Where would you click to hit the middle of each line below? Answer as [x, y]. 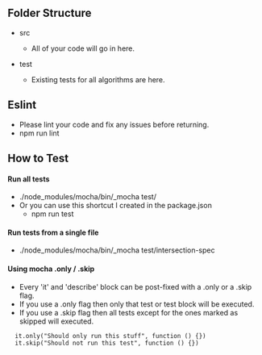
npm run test [52, 214]
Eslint [22, 105]
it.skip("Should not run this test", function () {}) [107, 343]
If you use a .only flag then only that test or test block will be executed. [137, 304]
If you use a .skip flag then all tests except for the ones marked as [129, 312]
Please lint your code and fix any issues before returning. [114, 124]
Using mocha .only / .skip [51, 269]
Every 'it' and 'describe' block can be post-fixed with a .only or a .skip [135, 286]
